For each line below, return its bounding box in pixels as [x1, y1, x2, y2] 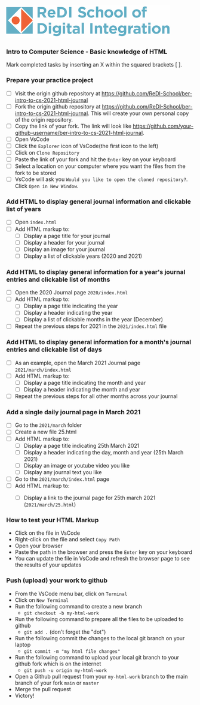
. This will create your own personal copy [87, 110, 189, 117]
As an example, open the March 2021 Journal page [14, 359, 141, 366]
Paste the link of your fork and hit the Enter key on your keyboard [14, 155, 176, 163]
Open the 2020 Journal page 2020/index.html [14, 289, 128, 296]
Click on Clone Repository [14, 149, 79, 156]
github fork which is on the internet [14, 660, 101, 667]
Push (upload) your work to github [6, 576, 107, 585]
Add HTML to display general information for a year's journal [6, 267, 186, 276]
